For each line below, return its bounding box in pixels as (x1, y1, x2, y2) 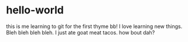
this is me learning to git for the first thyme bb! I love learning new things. (6, 23, 183, 30)
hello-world (6, 3, 64, 17)
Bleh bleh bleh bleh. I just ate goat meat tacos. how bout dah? (6, 29, 155, 36)
